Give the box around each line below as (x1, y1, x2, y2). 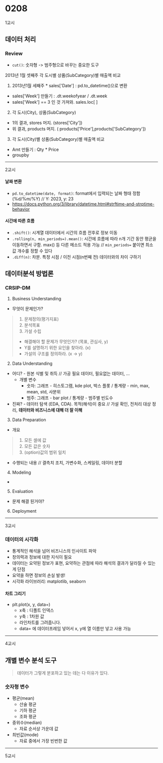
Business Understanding (12, 296, 62, 301)
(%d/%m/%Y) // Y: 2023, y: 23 (12, 196, 74, 202)
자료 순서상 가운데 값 (19, 726, 59, 732)
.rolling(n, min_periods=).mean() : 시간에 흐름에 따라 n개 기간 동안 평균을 (12, 236, 157, 242)
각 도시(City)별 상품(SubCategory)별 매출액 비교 (12, 136, 105, 142)
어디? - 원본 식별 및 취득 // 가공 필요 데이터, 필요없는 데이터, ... (12, 371, 130, 376)
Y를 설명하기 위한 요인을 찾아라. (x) (24, 344, 91, 351)
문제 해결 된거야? (12, 498, 45, 504)
